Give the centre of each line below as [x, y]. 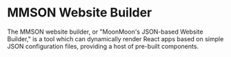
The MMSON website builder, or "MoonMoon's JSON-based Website [105, 32]
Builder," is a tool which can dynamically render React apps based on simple [115, 38]
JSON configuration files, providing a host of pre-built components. [103, 46]
